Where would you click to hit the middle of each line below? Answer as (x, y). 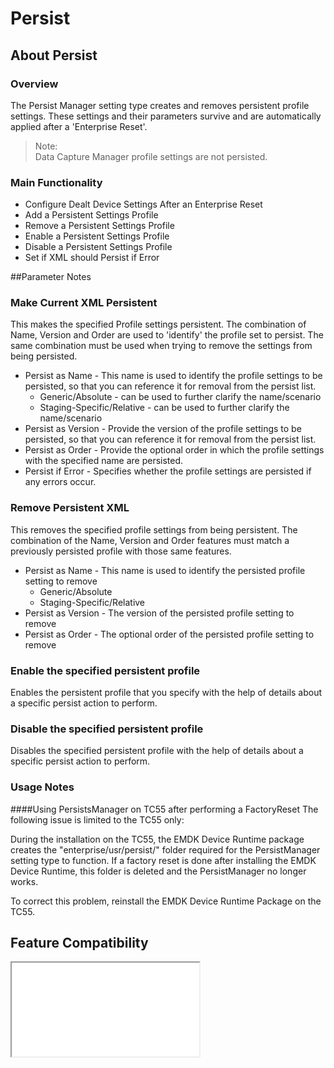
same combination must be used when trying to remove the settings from (161, 346)
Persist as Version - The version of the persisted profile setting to (159, 613)
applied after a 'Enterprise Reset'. (79, 126)
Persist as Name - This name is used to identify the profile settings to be (173, 376)
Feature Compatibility (79, 943)
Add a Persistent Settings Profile (91, 215)
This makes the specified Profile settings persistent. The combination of (158, 324)
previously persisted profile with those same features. (121, 551)
